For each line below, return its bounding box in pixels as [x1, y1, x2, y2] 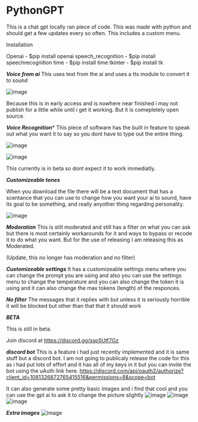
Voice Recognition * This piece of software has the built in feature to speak [6, 124, 190, 131]
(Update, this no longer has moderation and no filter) [6, 254, 136, 261]
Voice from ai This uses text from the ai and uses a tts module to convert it [6, 70, 190, 77]
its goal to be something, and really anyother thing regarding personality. [6, 200, 184, 207]
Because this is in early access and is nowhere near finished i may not [6, 99, 178, 107]
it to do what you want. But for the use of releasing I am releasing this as [6, 236, 183, 243]
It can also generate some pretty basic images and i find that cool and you [6, 385, 188, 392]
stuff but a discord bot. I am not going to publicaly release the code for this [6, 354, 190, 361]
